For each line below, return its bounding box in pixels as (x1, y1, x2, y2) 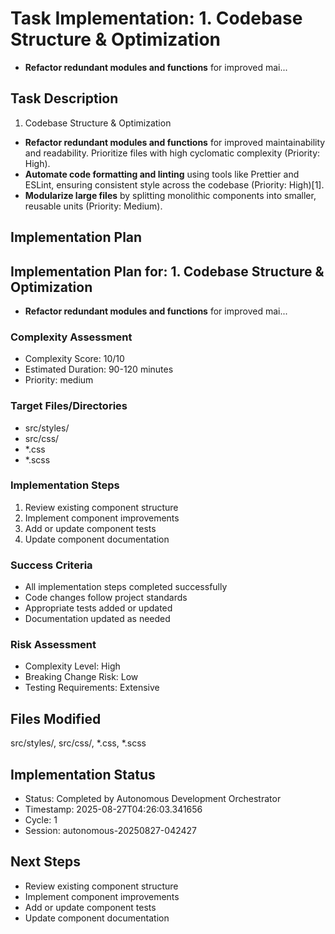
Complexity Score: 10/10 (24, 353, 125, 365)
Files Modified (10, 710, 102, 727)
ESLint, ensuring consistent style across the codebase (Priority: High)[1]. (24, 178, 325, 191)
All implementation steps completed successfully (24, 581, 228, 593)
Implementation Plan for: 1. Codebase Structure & (10, 263, 325, 280)
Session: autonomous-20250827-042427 (24, 825, 197, 837)
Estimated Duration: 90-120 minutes (24, 363, 174, 376)
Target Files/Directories (10, 399, 128, 413)
